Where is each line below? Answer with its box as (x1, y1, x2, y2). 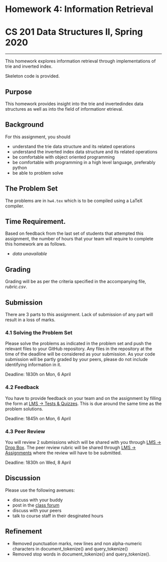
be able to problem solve (12, 170, 64, 176)
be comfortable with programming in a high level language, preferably (12, 159, 156, 165)
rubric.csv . (5, 284, 27, 290)
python (12, 165, 27, 171)
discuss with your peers (12, 507, 62, 513)
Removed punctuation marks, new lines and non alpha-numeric (12, 540, 143, 547)
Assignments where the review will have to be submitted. (5, 450, 122, 456)
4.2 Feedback (5, 384, 39, 391)
